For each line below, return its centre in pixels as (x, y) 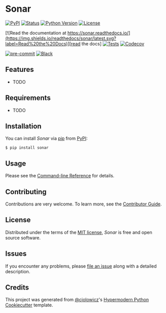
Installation (23, 126)
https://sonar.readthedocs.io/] (99, 33)
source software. (23, 238)
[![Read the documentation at (36, 33)
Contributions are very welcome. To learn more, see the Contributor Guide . (84, 204)
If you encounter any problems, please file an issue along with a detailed (81, 266)
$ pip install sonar (27, 148)
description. (18, 271)
